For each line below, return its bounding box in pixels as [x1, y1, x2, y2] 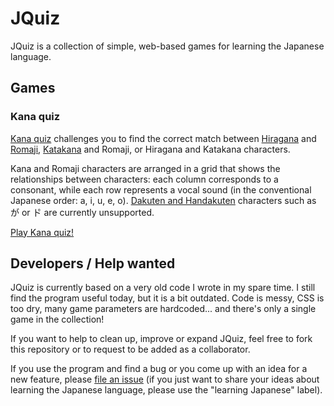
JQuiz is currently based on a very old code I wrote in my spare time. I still [10, 282, 316, 294]
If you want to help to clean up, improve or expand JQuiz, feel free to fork [10, 333, 313, 345]
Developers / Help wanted [10, 255, 176, 272]
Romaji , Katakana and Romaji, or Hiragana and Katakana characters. [10, 143, 291, 155]
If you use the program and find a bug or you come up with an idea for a [10, 363, 308, 375]
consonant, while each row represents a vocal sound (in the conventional [10, 183, 312, 196]
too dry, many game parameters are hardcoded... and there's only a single [10, 303, 317, 315]
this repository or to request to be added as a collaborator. [10, 343, 251, 356]
